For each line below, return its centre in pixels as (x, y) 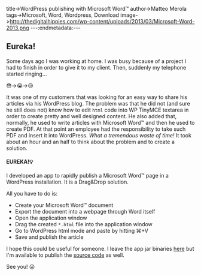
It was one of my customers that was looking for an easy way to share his (97, 97)
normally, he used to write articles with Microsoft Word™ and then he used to (100, 122)
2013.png (18, 28)
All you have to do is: (32, 194)
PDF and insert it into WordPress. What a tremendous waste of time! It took (99, 135)
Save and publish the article (49, 237)
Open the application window (51, 218)
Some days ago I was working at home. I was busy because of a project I (96, 61)
